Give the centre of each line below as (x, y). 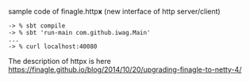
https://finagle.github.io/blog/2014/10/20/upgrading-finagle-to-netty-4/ (125, 69)
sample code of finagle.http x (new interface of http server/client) (114, 11)
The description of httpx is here (60, 61)
